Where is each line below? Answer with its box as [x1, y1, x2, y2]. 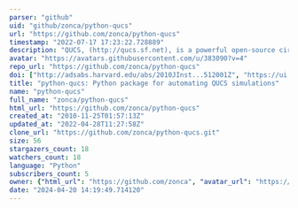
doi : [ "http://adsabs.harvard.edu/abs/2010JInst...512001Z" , [9, 71, 240, 80]
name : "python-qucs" [9, 87, 86, 96]
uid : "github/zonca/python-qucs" [9, 21, 133, 30]
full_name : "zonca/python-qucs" [9, 95, 129, 104]
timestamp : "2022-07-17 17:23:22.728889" [9, 37, 165, 47]
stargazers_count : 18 [9, 144, 90, 153]
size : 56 [9, 136, 42, 145]
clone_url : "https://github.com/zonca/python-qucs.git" [9, 128, 220, 137]
